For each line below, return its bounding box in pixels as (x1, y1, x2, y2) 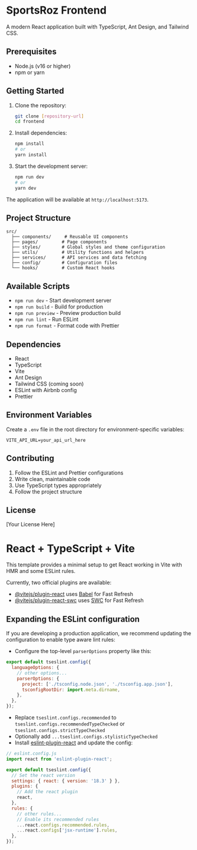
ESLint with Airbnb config (14, 387, 77, 393)
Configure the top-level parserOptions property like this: (14, 648, 152, 655)
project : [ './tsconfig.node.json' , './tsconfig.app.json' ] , (21, 681, 173, 687)
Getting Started (6, 86, 64, 96)
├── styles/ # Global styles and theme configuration (11, 244, 166, 250)
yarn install (14, 152, 47, 158)
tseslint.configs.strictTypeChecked (14, 728, 105, 734)
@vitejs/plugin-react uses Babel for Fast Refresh (14, 591, 134, 598)
